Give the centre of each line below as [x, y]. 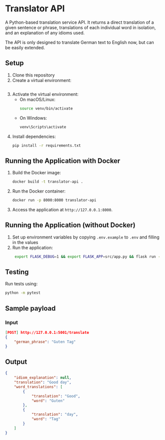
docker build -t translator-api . [48, 182]
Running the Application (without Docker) [70, 225]
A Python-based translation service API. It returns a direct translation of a [80, 22]
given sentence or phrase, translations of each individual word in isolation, [81, 27]
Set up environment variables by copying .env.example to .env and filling [86, 237]
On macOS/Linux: [37, 99]
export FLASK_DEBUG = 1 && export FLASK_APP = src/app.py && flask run [85, 257]
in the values [25, 242]
